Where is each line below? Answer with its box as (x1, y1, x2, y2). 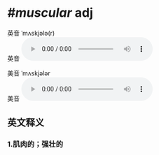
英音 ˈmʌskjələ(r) (7, 29, 55, 37)
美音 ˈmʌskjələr (7, 68, 50, 77)
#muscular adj (7, 5, 93, 21)
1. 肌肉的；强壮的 (7, 140, 64, 149)
